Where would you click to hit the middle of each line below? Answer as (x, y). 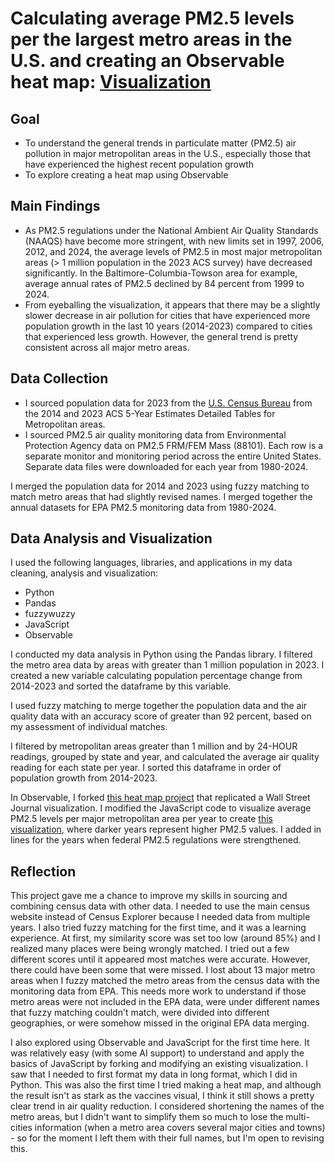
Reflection (43, 871)
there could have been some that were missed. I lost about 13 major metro (163, 970)
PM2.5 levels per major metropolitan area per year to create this (141, 819)
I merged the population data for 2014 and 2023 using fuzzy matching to (160, 486)
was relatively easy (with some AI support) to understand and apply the (157, 1053)
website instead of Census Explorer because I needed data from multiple (160, 917)
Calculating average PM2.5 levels (152, 18)
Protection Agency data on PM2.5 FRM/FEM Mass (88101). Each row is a (174, 445)
